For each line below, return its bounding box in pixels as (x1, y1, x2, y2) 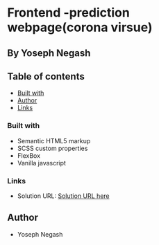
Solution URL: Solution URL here (17, 192, 110, 200)
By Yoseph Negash (7, 47, 91, 59)
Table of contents (7, 71, 85, 82)
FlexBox (17, 151, 40, 160)
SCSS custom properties (17, 144, 88, 152)
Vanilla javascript (17, 158, 66, 167)
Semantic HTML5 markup (17, 136, 91, 145)
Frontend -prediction (7, 5, 130, 21)
